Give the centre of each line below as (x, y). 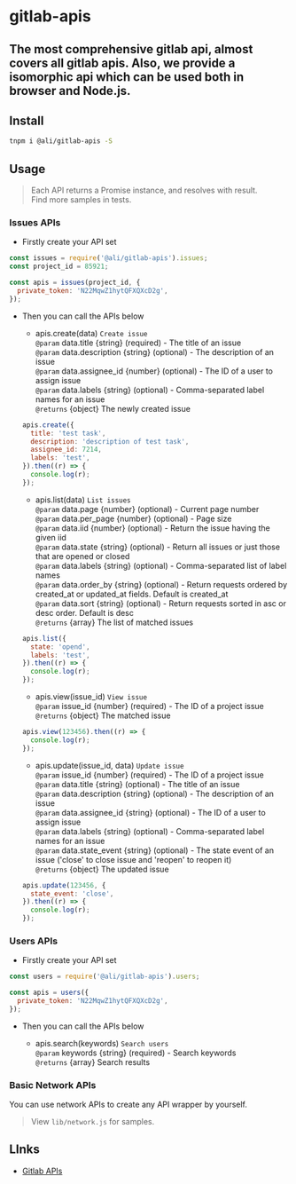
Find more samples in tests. (81, 200)
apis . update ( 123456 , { (64, 885)
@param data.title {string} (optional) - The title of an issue (137, 784)
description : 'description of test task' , (110, 441)
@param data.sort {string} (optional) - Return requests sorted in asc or (160, 603)
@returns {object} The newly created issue (113, 408)
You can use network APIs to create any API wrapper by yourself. (129, 1105)
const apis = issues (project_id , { (75, 283)
